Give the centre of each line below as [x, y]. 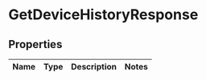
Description [94, 67]
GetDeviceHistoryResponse [103, 15]
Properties [35, 44]
